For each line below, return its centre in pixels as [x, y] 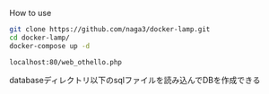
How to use [30, 13]
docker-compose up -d [50, 46]
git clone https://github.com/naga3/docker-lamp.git [110, 30]
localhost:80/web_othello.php [66, 62]
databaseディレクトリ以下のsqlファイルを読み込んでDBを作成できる [135, 80]
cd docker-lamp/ [39, 38]
